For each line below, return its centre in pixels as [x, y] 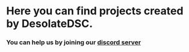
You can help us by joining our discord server [74, 42]
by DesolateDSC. [50, 24]
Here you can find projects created [95, 11]
